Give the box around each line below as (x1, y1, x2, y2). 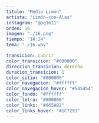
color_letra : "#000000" (6, 97, 65, 103)
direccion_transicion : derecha (6, 64, 83, 70)
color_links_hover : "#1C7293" (6, 108, 81, 113)
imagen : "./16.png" (6, 31, 54, 37)
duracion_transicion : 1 (6, 69, 65, 75)
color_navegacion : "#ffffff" (6, 80, 78, 86)
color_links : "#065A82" (6, 102, 65, 108)
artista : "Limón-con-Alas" (6, 14, 72, 20)
